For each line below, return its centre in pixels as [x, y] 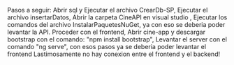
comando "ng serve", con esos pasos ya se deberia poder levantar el [107, 47]
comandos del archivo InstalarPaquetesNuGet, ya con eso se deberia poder [116, 25]
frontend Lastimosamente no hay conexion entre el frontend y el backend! [114, 54]
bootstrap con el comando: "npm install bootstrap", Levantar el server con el [117, 39]
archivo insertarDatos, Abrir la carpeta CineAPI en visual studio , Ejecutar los [117, 17]
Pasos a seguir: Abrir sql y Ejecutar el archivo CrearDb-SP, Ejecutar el [108, 10]
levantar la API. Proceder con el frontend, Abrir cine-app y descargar [107, 32]
